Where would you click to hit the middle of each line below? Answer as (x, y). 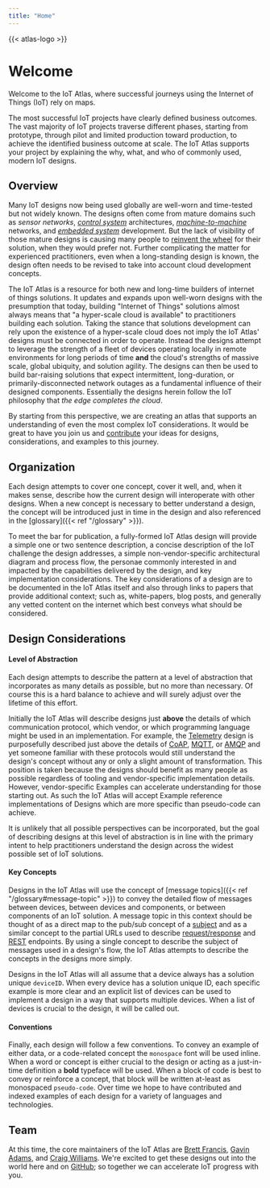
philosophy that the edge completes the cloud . (85, 400)
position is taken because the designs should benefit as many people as (128, 769)
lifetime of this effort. (43, 702)
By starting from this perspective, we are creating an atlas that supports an (133, 416)
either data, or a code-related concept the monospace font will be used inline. (134, 1053)
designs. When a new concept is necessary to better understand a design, (132, 503)
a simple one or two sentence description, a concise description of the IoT (132, 545)
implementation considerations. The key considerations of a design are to (131, 579)
